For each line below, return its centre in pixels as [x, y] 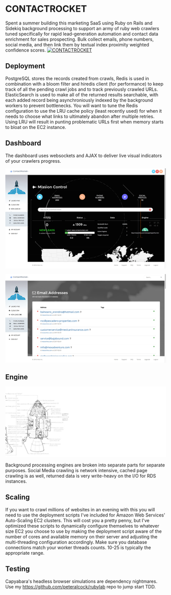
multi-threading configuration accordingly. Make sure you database [76, 542]
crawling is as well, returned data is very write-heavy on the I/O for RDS [81, 476]
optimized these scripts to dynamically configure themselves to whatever [82, 526]
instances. [16, 481]
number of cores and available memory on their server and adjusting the [81, 536]
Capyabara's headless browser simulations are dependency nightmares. [81, 581]
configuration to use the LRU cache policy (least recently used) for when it [84, 111]
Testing [18, 569]
